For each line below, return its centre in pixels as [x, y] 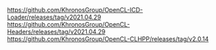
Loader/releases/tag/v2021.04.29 [54, 17]
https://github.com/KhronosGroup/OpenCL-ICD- [75, 10]
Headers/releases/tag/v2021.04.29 [56, 32]
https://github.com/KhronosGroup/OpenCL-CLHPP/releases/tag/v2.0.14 [108, 39]
